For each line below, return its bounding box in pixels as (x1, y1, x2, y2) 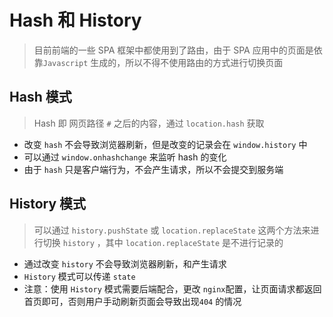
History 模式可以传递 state (23, 270, 136, 282)
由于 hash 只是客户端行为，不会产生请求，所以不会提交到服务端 (23, 163, 284, 175)
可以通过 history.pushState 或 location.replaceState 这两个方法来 (33, 224, 311, 236)
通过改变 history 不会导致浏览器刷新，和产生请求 (23, 257, 227, 270)
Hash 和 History (9, 9, 142, 32)
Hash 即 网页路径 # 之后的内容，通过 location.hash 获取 (33, 117, 265, 129)
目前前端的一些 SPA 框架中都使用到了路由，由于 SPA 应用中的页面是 (33, 44, 314, 56)
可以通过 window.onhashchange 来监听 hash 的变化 (23, 151, 227, 163)
